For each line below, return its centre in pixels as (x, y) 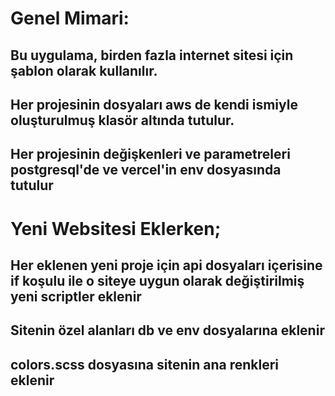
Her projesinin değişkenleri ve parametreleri (150, 154)
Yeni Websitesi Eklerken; (116, 228)
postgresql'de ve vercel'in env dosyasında (146, 170)
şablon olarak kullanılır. (84, 70)
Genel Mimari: (70, 18)
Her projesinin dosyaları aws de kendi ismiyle (154, 104)
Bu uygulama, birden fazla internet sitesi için (152, 55)
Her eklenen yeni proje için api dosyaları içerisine (166, 265)
